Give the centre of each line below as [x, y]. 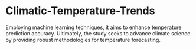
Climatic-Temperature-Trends [80, 11]
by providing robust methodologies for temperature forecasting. [83, 40]
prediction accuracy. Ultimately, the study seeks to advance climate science [98, 33]
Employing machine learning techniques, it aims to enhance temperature [94, 27]
